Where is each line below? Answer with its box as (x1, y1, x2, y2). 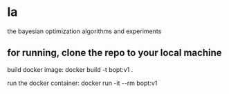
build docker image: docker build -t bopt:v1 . (7, 65, 134, 73)
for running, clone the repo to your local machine (7, 47, 223, 59)
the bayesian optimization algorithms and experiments (7, 27, 162, 35)
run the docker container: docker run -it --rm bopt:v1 (7, 79, 158, 87)
